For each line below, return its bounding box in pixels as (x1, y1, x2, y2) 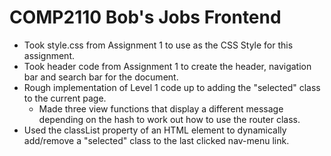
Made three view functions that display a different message (38, 102, 284, 115)
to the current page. (23, 92, 107, 104)
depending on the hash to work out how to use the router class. (38, 113, 301, 125)
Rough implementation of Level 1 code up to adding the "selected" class (23, 81, 321, 93)
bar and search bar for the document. (23, 71, 179, 83)
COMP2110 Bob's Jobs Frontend (9, 6, 282, 29)
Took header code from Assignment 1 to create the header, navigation (23, 60, 312, 72)
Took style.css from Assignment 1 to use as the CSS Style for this (23, 39, 294, 51)
